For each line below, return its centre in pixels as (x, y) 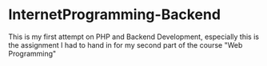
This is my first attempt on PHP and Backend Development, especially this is (134, 37)
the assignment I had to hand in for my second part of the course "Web (126, 45)
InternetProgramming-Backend (115, 15)
